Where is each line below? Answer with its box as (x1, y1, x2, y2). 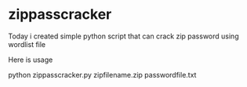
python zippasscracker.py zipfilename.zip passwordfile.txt (8, 70, 197, 79)
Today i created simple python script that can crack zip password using (8, 31, 239, 41)
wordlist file (8, 39, 46, 49)
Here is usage (8, 55, 53, 64)
